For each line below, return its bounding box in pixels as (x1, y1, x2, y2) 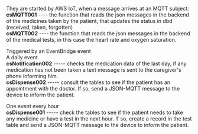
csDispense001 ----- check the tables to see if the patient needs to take (6, 109, 183, 116)
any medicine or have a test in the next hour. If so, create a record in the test (6, 115, 192, 122)
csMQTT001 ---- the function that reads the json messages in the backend (6, 11, 189, 18)
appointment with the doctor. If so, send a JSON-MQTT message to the (6, 85, 180, 92)
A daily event (6, 54, 38, 61)
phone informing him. (6, 73, 59, 79)
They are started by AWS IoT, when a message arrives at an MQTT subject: (6, 5, 189, 12)
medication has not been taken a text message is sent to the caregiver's (6, 66, 181, 73)
